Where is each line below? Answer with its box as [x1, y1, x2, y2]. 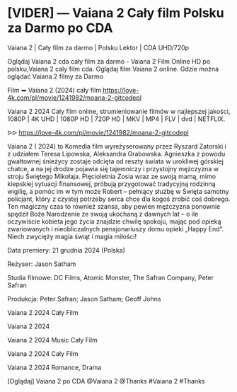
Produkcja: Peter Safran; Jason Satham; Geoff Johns [7, 294, 161, 303]
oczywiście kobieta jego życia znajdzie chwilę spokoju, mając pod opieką [7, 217, 221, 226]
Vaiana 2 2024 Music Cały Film [7, 335, 98, 344]
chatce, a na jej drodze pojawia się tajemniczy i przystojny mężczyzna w [7, 164, 219, 173]
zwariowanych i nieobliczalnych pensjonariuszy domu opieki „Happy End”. [7, 224, 224, 233]
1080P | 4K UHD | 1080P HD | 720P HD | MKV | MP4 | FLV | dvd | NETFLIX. [7, 115, 226, 123]
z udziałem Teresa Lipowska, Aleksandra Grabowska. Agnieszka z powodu [7, 149, 226, 158]
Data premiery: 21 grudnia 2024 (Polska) [7, 246, 126, 254]
